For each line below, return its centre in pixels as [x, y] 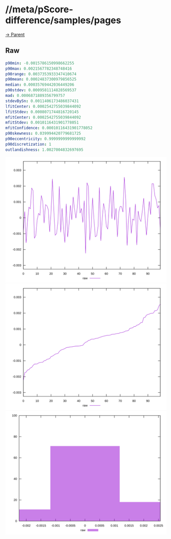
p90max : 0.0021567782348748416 [39, 68]
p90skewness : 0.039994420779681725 [43, 134]
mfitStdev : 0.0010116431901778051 [42, 123]
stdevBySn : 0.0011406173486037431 [42, 101]
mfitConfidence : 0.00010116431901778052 [49, 128]
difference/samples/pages [63, 20]
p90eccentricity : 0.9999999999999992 [46, 139]
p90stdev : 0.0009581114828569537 [41, 90]
